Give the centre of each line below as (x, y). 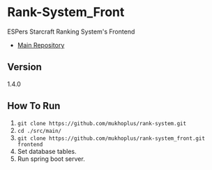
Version (24, 67)
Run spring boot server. (51, 159)
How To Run (34, 106)
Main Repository (41, 45)
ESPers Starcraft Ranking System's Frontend (71, 31)
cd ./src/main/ (39, 131)
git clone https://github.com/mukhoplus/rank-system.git (102, 123)
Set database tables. (47, 151)
